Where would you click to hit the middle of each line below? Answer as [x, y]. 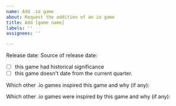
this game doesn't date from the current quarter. [74, 74]
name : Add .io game [30, 11]
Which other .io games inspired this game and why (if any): [78, 85]
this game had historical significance [59, 67]
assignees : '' [24, 34]
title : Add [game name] [35, 22]
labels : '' [19, 28]
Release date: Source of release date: [52, 55]
